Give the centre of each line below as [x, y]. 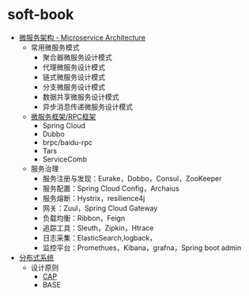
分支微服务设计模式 [74, 87]
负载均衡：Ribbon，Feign [84, 218]
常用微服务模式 [55, 47]
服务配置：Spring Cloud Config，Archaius [111, 188]
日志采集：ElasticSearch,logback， [100, 237]
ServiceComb [65, 159]
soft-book [41, 15]
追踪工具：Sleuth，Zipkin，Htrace [98, 228]
